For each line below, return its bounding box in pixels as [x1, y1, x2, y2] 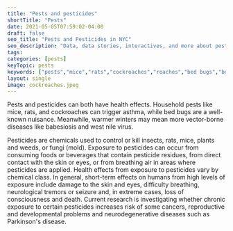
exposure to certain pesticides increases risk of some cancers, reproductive [7, 202, 225, 211]
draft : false [7, 29, 45, 37]
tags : [7, 49, 23, 56]
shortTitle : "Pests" [7, 17, 67, 24]
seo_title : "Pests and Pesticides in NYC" [7, 36, 132, 43]
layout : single [7, 74, 51, 82]
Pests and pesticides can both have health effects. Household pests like [7, 100, 213, 109]
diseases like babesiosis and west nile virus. [7, 122, 134, 131]
